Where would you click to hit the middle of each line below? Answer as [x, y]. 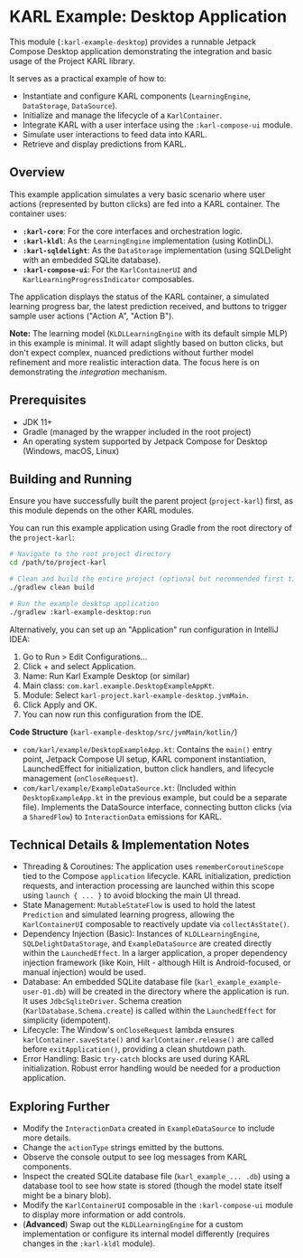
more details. [47, 1138]
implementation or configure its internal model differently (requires [146, 1234]
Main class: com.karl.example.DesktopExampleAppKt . [118, 686]
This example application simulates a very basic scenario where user [138, 194]
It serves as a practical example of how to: [88, 78]
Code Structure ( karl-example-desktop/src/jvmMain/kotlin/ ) [124, 732]
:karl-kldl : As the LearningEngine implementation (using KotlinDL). [148, 241]
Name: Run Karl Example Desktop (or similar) [106, 676]
